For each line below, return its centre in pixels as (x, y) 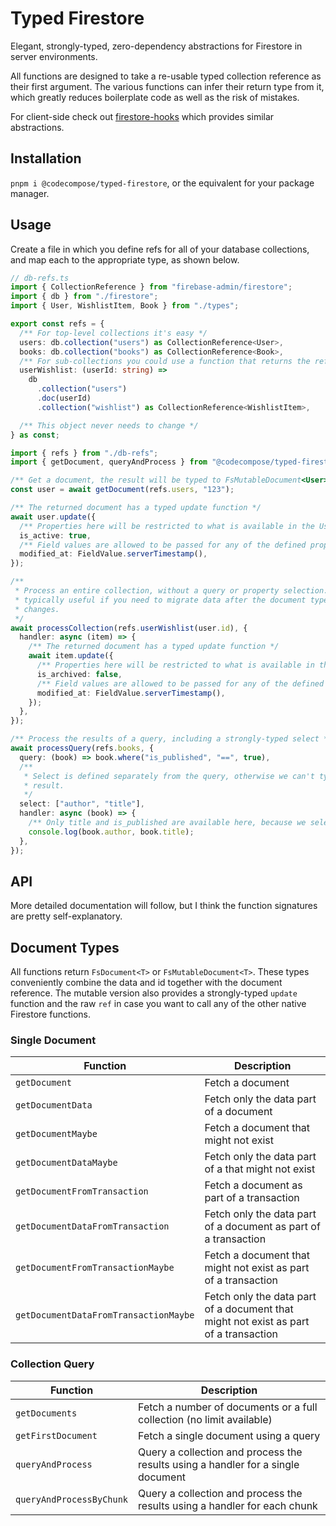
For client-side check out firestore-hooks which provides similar (142, 116)
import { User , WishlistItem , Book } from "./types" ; (125, 306)
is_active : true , (55, 535)
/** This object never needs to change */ (109, 425)
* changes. (37, 609)
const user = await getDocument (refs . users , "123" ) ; (122, 490)
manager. (30, 193)
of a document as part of (262, 1227)
